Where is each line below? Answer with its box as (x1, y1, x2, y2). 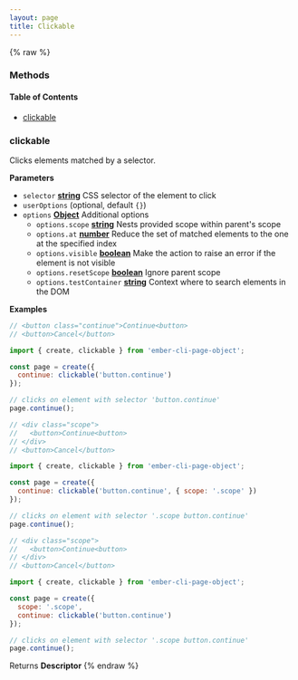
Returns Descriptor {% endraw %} (9, 660, 139, 671)
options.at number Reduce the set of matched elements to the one (35, 228, 289, 239)
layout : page (9, 13, 59, 23)
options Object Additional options (22, 209, 149, 220)
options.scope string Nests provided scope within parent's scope (35, 218, 282, 229)
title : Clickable (9, 22, 75, 31)
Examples (9, 303, 48, 314)
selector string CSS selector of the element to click (22, 189, 216, 200)
